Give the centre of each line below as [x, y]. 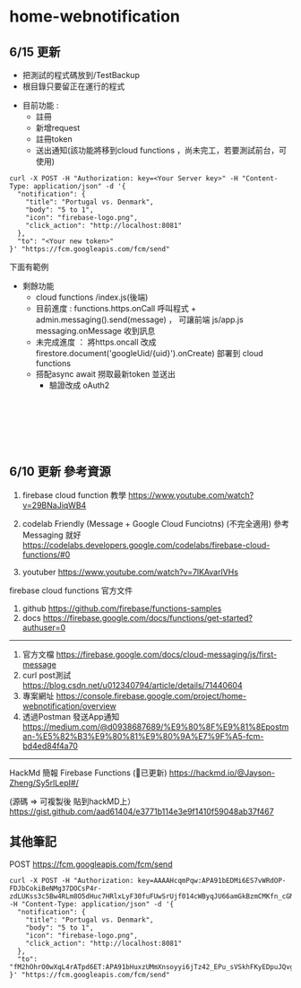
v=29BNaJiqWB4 [54, 505]
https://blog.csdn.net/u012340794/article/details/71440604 [133, 685]
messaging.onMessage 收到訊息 [95, 331]
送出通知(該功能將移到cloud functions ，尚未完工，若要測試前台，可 [161, 150]
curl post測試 [47, 675]
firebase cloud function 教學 [74, 494]
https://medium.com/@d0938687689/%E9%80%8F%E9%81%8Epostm [155, 726]
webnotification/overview [69, 705]
